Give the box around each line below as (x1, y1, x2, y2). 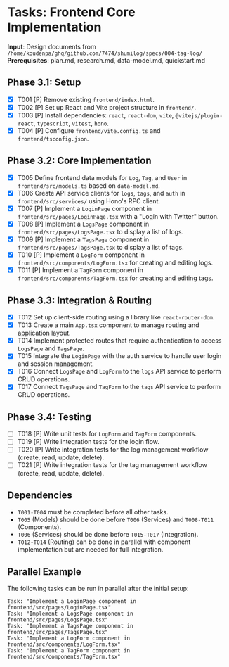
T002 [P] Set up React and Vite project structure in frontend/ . (17, 103, 197, 111)
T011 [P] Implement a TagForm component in (17, 266, 144, 274)
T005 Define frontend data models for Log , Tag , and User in (17, 173, 188, 182)
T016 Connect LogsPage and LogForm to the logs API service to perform (17, 367, 221, 376)
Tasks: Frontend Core (7, 4, 136, 20)
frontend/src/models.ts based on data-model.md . (17, 181, 160, 190)
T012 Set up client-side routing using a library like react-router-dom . (17, 313, 215, 322)
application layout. (17, 329, 72, 338)
